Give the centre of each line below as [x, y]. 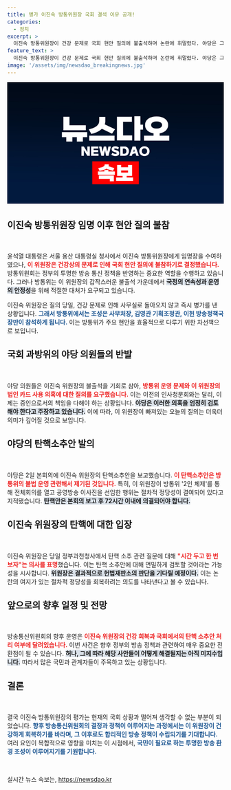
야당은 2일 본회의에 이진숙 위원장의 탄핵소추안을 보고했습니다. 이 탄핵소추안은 [111, 475]
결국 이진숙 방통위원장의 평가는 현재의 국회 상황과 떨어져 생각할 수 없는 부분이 [111, 717]
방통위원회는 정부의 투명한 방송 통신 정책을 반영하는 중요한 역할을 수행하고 [106, 273]
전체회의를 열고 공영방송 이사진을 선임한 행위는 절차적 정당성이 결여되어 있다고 [119, 492]
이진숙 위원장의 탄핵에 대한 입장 [70, 525]
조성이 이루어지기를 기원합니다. [55, 751]
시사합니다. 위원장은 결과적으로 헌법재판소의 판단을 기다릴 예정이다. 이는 [115, 573]
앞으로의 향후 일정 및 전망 [57, 605]
